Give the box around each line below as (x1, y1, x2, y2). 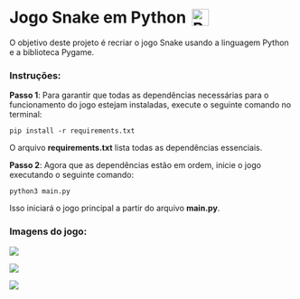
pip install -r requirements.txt (9, 126, 136, 135)
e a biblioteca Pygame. (9, 46, 95, 57)
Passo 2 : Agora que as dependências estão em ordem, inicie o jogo (9, 160, 262, 171)
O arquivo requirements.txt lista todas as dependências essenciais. (9, 143, 263, 154)
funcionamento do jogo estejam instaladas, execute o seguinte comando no (9, 99, 292, 110)
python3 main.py (9, 187, 70, 196)
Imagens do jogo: (9, 225, 88, 238)
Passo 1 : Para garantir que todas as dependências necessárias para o (9, 89, 269, 101)
